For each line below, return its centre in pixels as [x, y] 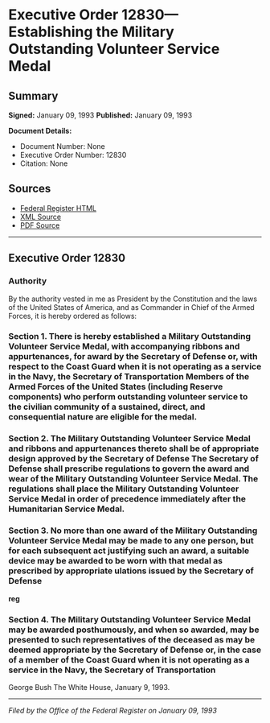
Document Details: [40, 131]
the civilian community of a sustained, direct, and [107, 407]
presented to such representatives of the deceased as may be [132, 639]
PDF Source [40, 225]
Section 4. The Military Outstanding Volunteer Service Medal [130, 619]
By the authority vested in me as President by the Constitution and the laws [133, 299]
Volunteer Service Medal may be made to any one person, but [131, 541]
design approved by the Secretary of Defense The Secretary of [133, 459]
